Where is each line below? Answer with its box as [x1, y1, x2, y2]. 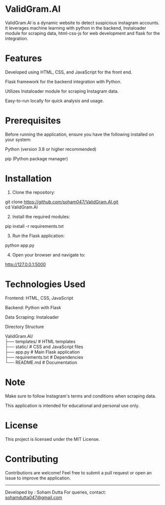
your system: [5, 137, 32, 143]
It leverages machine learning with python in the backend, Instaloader [5, 25, 146, 31]
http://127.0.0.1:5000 [5, 261, 46, 267]
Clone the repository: [12, 189, 55, 195]
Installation [5, 173, 52, 184]
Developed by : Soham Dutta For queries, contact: [5, 489, 107, 495]
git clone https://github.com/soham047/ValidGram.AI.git [5, 199, 119, 205]
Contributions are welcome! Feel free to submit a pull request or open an [5, 469, 152, 475]
